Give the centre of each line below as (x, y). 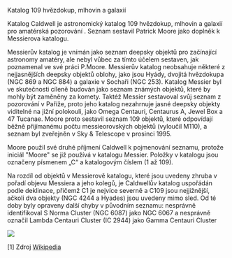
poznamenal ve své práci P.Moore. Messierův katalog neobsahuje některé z (116, 67)
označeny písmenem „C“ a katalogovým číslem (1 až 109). (90, 162)
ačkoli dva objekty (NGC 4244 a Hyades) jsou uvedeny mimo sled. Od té (112, 198)
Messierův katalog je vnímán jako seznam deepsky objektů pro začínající (112, 52)
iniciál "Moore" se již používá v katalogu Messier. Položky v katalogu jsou (113, 155)
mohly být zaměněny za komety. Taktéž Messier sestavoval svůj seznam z (114, 96)
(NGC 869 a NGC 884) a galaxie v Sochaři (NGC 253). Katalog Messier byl (115, 82)
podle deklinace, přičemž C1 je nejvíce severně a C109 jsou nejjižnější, (108, 191)
